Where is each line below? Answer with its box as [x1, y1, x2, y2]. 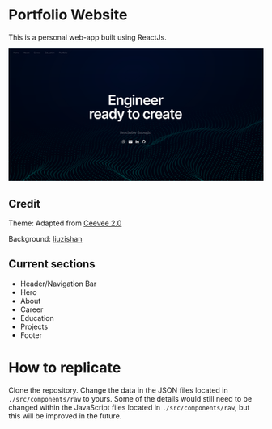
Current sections [8, 257, 96, 271]
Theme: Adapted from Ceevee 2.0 [8, 218, 122, 228]
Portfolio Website [8, 6, 128, 24]
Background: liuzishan [8, 234, 83, 244]
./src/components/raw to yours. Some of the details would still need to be [8, 393, 253, 403]
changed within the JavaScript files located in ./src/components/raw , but [8, 402, 250, 412]
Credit [8, 196, 40, 211]
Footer [19, 330, 43, 340]
